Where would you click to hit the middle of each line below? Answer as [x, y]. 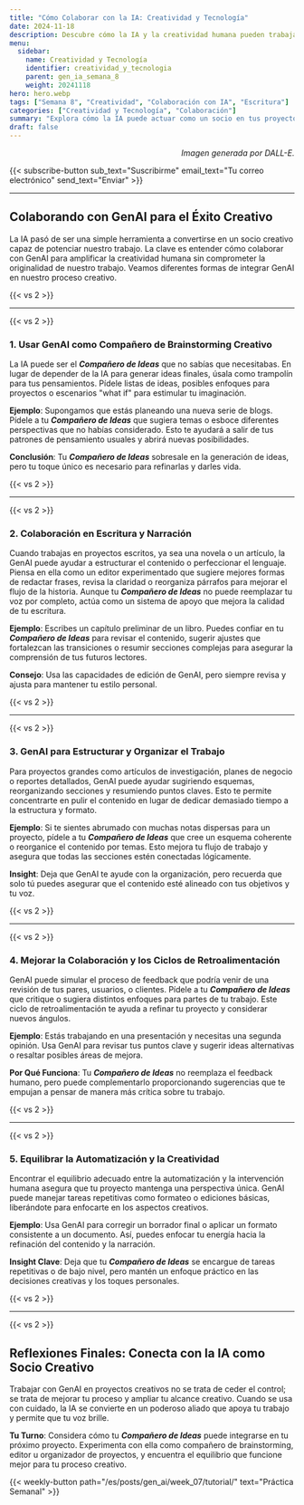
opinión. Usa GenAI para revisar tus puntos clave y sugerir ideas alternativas [152, 1045]
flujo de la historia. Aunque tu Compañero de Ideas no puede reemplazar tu [151, 592]
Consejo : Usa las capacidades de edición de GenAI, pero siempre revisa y [148, 675]
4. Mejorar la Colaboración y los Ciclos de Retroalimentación [145, 960]
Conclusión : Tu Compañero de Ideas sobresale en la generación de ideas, [149, 457]
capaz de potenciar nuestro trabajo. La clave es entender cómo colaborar [147, 248]
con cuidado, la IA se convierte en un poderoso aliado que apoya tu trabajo [149, 1408]
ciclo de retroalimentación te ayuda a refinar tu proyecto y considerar [139, 1009]
